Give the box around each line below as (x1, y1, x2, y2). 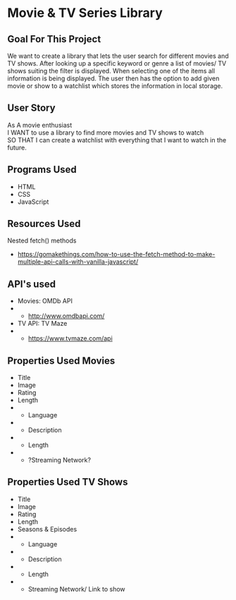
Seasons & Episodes (17, 525, 77, 533)
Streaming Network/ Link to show (27, 584, 125, 593)
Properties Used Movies (7, 355, 116, 367)
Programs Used (7, 164, 77, 176)
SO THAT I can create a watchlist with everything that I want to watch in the (7, 135, 227, 144)
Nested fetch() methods (7, 236, 77, 245)
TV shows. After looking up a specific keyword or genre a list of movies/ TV (7, 59, 227, 68)
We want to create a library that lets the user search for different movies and (7, 51, 229, 60)
